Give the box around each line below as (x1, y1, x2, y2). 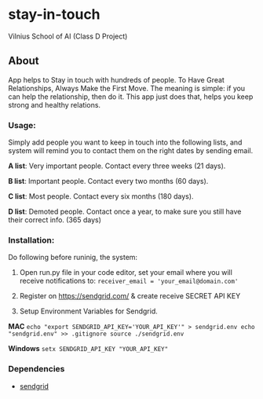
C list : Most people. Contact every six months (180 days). (8, 192, 194, 201)
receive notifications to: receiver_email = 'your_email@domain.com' (19, 276, 239, 286)
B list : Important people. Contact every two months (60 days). (8, 177, 209, 186)
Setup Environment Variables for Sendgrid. (19, 306, 159, 316)
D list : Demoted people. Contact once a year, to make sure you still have (8, 207, 242, 217)
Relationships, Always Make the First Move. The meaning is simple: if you (8, 83, 246, 93)
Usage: (8, 119, 37, 130)
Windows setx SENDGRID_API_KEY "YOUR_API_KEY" (8, 344, 169, 353)
